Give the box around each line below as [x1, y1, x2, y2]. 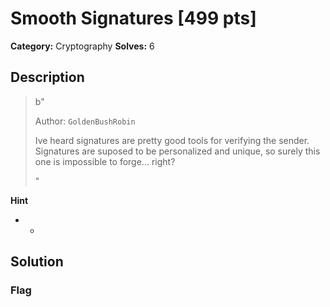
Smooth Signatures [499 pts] [10, 7, 257, 30]
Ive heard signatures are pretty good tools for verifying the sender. [34, 134, 310, 146]
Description [10, 69, 85, 86]
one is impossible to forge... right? [34, 155, 176, 167]
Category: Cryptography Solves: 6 [10, 40, 155, 52]
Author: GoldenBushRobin [34, 115, 136, 127]
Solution [10, 253, 64, 271]
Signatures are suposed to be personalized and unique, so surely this [34, 145, 321, 157]
